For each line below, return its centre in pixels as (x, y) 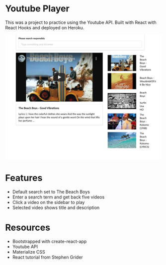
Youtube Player (37, 9)
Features (24, 178)
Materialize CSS (29, 252)
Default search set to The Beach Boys (51, 192)
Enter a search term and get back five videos (58, 197)
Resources (28, 228)
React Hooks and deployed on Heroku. (45, 27)
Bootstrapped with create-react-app (49, 241)
